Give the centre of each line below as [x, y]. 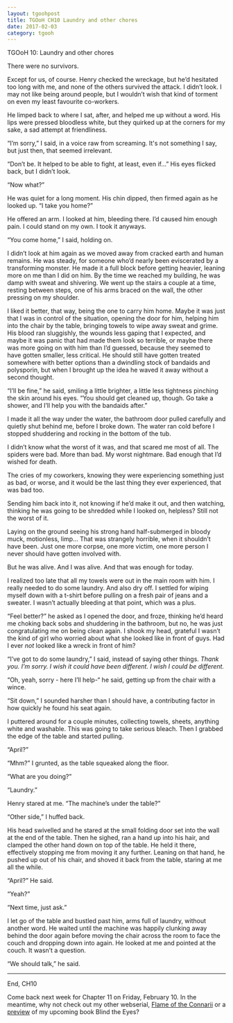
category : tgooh [31, 33]
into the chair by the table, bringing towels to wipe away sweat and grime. [113, 326]
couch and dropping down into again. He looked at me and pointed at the [112, 943]
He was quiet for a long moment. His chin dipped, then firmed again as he [113, 198]
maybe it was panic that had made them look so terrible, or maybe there [110, 341]
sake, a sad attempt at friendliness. [57, 130]
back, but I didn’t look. [39, 171]
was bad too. [26, 490]
